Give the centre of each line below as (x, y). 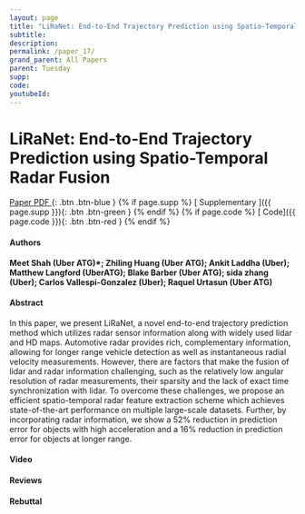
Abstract (26, 303)
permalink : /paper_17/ (52, 52)
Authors (25, 242)
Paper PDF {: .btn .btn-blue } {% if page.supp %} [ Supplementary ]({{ (141, 203)
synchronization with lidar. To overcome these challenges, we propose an (147, 390)
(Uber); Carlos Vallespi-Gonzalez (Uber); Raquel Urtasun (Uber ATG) (141, 282)
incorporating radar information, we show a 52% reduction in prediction (143, 420)
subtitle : (28, 35)
